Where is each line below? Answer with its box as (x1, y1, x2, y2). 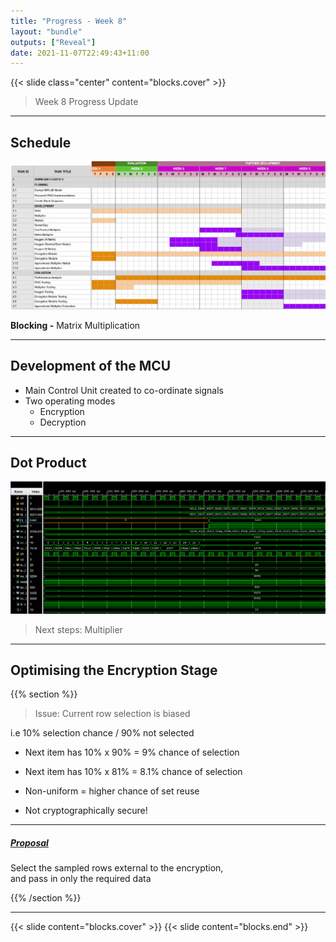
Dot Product (10, 455, 87, 471)
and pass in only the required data (10, 873, 152, 885)
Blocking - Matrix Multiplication (10, 319, 141, 331)
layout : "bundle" (10, 26, 83, 37)
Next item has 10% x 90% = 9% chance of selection (24, 746, 240, 759)
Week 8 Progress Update (34, 96, 139, 108)
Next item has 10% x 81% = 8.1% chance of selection (24, 766, 243, 778)
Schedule (10, 134, 72, 151)
